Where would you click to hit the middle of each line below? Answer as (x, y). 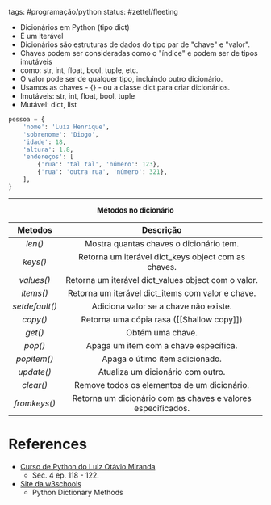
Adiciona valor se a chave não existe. (162, 306)
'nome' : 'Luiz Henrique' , (67, 127)
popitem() (35, 359)
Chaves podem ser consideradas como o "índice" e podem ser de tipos (139, 53)
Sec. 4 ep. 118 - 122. (65, 475)
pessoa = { (27, 120)
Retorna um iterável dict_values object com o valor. (162, 280)
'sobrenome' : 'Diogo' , (61, 134)
